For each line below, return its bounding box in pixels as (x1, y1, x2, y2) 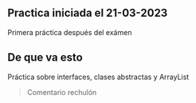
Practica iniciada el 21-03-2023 (7, 6, 168, 20)
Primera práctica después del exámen (7, 27, 132, 37)
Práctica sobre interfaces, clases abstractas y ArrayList (7, 72, 190, 81)
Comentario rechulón (26, 87, 97, 97)
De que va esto (7, 51, 83, 65)
